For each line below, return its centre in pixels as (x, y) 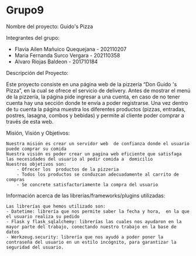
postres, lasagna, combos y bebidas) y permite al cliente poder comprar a (95, 115)
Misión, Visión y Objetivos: (38, 133)
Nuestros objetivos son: (36, 164)
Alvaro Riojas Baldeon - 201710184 (56, 62)
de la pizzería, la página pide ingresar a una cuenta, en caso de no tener (93, 97)
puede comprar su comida (36, 149)
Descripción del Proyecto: (37, 73)
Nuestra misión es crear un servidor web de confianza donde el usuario (98, 144)
